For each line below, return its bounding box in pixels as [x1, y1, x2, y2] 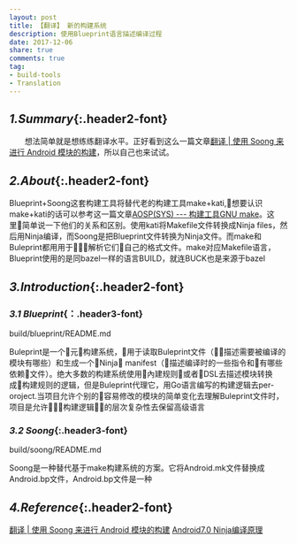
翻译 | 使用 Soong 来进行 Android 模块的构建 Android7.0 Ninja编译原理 [9, 525, 263, 535]
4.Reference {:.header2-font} [9, 500, 173, 515]
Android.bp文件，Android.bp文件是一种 [9, 474, 153, 485]
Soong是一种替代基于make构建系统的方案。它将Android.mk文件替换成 [9, 463, 265, 473]
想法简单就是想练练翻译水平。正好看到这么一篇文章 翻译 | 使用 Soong [25, 136, 275, 147]
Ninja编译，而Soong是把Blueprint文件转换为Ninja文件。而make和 [24, 231, 263, 241]
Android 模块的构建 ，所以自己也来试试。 [26, 147, 174, 157]
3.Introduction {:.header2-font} [9, 280, 185, 295]
